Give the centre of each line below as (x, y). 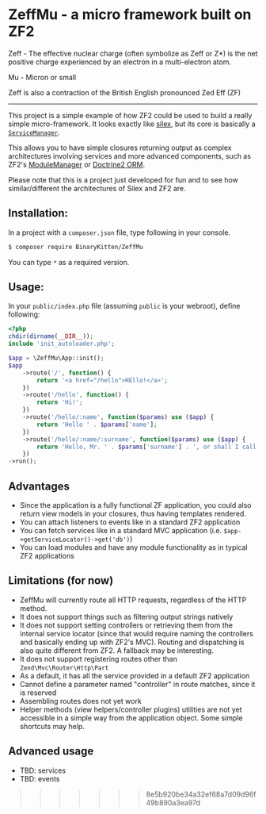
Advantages (39, 486)
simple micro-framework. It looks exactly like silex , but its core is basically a (132, 124)
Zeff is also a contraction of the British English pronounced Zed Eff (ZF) (125, 92)
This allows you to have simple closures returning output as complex (120, 148)
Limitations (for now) (61, 581)
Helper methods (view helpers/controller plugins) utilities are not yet (131, 709)
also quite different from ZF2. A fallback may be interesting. (116, 650)
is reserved (38, 693)
